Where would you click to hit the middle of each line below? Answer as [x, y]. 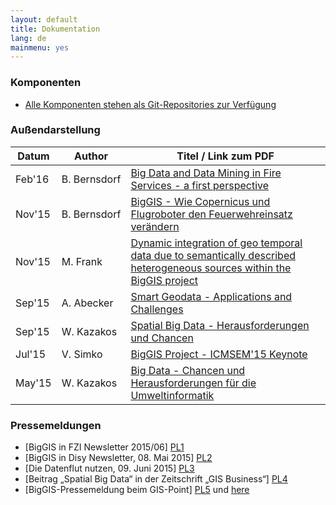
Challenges [157, 309]
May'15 [33, 383]
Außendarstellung [55, 130]
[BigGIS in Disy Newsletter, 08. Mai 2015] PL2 [118, 458]
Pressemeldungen [56, 425]
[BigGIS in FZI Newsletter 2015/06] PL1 [104, 447]
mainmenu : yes [40, 47]
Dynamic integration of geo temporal [216, 243]
